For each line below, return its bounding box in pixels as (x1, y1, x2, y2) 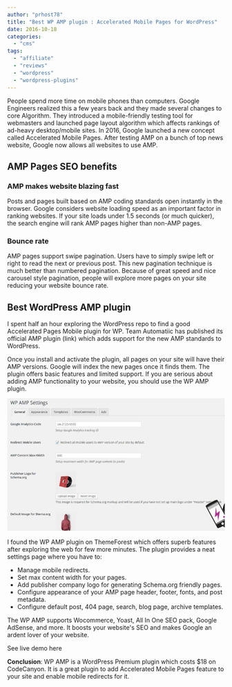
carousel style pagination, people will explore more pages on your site (7, 274, 207, 283)
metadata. (17, 595, 46, 604)
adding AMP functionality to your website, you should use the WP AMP (7, 377, 209, 386)
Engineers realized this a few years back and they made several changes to (7, 104, 222, 112)
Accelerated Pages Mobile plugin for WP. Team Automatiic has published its (7, 327, 223, 335)
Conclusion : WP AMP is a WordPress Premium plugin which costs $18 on (7, 657, 216, 666)
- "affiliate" (13, 55, 54, 62)
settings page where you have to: (7, 553, 102, 561)
